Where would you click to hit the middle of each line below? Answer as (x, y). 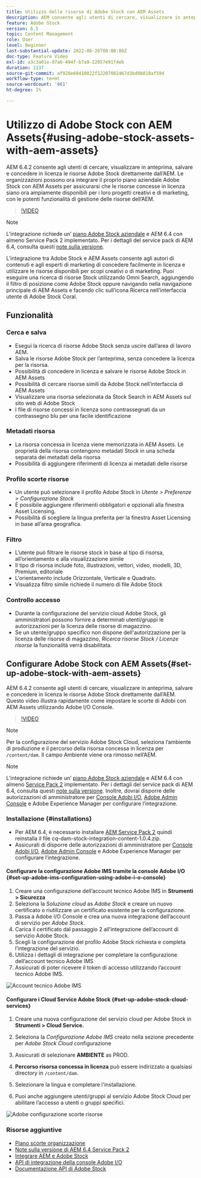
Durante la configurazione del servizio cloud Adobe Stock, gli (90, 613)
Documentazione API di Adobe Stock (60, 1168)
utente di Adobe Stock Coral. (42, 296)
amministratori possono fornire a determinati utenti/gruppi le (89, 620)
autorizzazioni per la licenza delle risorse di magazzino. (83, 626)
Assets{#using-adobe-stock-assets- (100, 138)
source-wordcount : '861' (37, 85)
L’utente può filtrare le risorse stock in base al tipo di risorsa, (89, 552)
